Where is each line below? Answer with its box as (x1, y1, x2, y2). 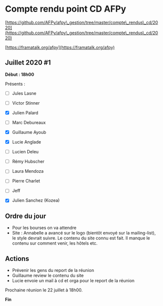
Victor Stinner (12, 100, 40, 106)
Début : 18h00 (5, 72, 35, 77)
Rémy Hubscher (12, 159, 45, 164)
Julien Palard (12, 109, 38, 115)
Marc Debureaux (12, 119, 46, 125)
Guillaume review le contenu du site (12, 272, 84, 278)
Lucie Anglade (12, 139, 41, 145)
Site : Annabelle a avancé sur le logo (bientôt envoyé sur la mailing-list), (12, 230, 156, 236)
